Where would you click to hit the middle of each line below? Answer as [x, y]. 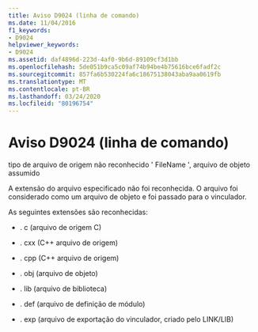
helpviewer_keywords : [44, 45]
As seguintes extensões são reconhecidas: [78, 212]
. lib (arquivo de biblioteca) [63, 289]
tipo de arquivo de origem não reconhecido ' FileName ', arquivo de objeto [129, 165]
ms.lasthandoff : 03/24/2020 [55, 96]
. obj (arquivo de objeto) [59, 274]
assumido [24, 173]
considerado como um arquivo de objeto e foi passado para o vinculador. [127, 197]
